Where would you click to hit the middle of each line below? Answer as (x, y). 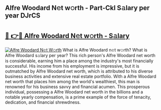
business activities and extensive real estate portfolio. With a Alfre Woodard (81, 76)
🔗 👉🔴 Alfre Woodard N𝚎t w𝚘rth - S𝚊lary (67, 36)
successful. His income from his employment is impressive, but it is (72, 66)
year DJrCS (23, 16)
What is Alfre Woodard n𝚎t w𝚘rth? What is (105, 50)
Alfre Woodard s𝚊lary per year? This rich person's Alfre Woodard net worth (80, 55)
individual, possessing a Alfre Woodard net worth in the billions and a (74, 92)
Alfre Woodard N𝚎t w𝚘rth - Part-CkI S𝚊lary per (77, 8)
